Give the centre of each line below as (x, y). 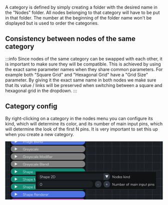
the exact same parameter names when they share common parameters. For (84, 69)
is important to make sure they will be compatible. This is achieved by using (83, 64)
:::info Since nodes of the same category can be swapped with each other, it (84, 58)
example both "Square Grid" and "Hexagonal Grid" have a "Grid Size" (77, 74)
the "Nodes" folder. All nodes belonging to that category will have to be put (82, 12)
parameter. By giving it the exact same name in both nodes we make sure (81, 80)
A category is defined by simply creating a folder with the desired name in (81, 7)
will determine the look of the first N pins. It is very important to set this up (82, 129)
